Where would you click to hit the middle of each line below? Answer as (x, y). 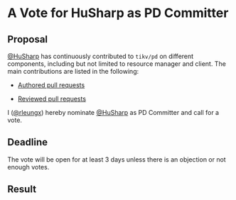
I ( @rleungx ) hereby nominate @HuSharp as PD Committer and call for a (113, 112)
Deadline (28, 142)
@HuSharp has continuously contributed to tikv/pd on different (101, 56)
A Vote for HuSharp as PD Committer (118, 13)
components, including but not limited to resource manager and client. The (117, 64)
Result (22, 189)
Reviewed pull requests (52, 99)
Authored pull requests (51, 85)
